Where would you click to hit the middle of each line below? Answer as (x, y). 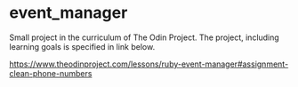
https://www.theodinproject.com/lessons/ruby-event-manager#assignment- (149, 64)
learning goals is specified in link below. (82, 46)
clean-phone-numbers (51, 73)
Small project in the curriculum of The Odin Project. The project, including (145, 37)
